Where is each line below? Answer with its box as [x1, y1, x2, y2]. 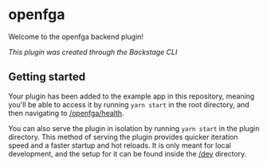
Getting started [8, 70, 86, 84]
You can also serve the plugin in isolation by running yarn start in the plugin [8, 123, 260, 133]
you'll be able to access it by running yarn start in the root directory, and [8, 99, 249, 109]
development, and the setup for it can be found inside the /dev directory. [8, 149, 247, 158]
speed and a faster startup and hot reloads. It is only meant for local [8, 141, 231, 150]
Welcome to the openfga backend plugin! [8, 32, 144, 41]
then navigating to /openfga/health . [8, 108, 125, 118]
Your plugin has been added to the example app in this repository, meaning [8, 91, 255, 101]
